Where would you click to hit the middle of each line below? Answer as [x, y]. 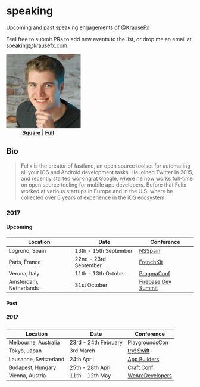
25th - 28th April [90, 367]
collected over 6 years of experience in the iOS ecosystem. [93, 197]
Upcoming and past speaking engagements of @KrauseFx [78, 27]
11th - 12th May [90, 376]
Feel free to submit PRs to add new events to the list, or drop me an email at [99, 39]
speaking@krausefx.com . [37, 45]
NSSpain [150, 250]
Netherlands [24, 288]
